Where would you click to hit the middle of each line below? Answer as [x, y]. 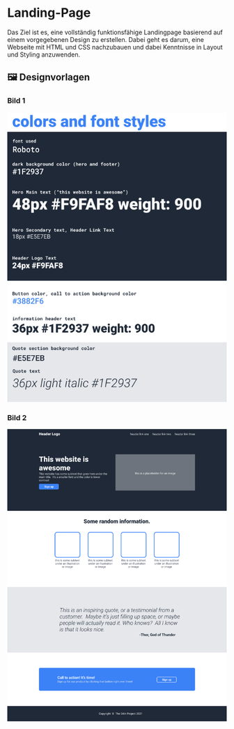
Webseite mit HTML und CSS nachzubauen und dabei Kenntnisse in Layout [115, 47]
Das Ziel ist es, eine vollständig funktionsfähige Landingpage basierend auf [115, 32]
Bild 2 [17, 417]
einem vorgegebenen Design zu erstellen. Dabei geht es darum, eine [106, 39]
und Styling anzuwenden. [44, 55]
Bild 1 [16, 101]
